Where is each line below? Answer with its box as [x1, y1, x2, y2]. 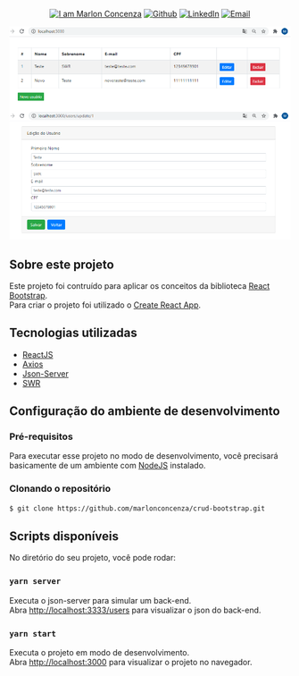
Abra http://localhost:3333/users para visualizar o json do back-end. [9, 604, 262, 615]
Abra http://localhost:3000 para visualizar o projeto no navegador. [9, 657, 253, 668]
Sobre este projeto [9, 257, 114, 272]
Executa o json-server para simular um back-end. [9, 595, 192, 605]
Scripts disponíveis [9, 528, 119, 545]
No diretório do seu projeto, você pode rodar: [9, 553, 176, 563]
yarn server [9, 577, 62, 587]
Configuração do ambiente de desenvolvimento [9, 403, 280, 419]
